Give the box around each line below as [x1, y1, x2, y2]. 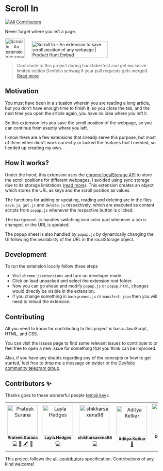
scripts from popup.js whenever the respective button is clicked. [5, 207, 134, 213]
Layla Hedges [44, 435, 72, 441]
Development [5, 250, 47, 259]
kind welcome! [5, 461, 34, 467]
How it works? [5, 159, 49, 167]
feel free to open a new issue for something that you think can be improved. [5, 345, 157, 351]
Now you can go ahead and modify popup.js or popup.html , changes [12, 283, 149, 289]
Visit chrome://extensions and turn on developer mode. [12, 273, 123, 279]
